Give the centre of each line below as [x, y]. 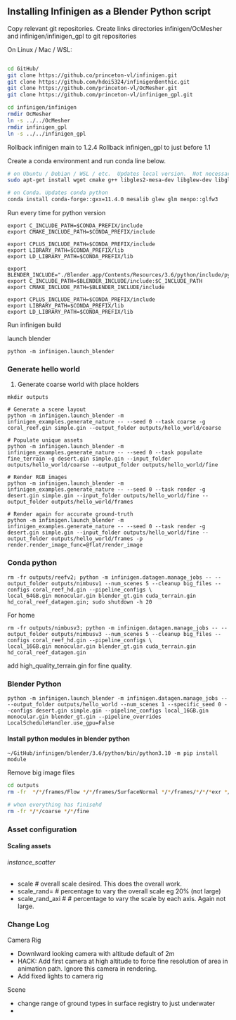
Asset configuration [42, 829]
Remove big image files [41, 772]
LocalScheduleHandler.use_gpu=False [61, 723]
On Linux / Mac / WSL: [40, 49]
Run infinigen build [34, 325]
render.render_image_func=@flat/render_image [75, 545]
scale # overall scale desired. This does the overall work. [100, 884]
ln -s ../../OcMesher [39, 120]
